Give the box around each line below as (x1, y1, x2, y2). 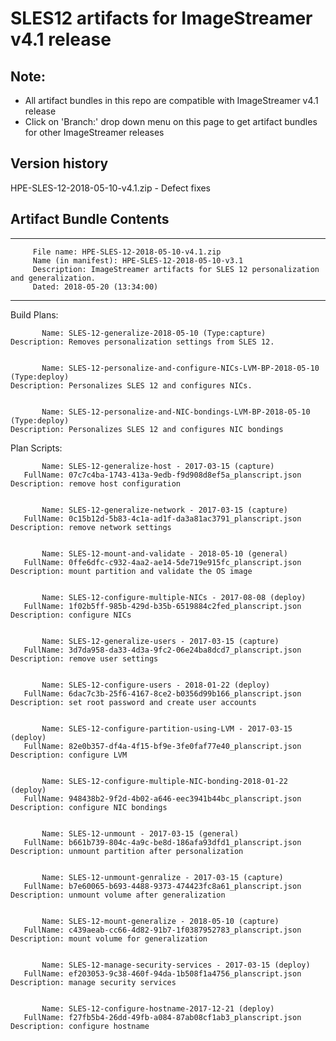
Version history (10, 155, 109, 172)
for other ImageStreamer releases (24, 127, 165, 138)
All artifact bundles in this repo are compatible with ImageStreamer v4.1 (24, 95, 319, 106)
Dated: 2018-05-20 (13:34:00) (32, 282, 159, 292)
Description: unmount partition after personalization (10, 846, 244, 856)
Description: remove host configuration (10, 478, 182, 489)
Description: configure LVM (10, 750, 128, 760)
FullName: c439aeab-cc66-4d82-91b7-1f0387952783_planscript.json (23, 925, 302, 935)
